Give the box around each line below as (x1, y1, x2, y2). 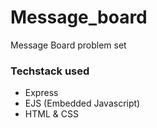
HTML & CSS (24, 108, 79, 120)
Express (24, 87, 59, 99)
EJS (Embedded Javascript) (24, 97, 141, 110)
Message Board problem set (10, 39, 127, 51)
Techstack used (10, 64, 90, 78)
